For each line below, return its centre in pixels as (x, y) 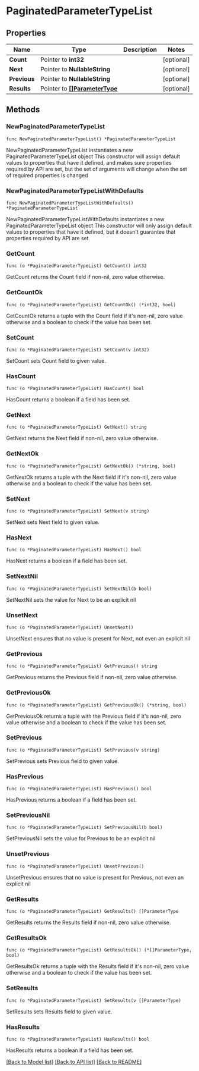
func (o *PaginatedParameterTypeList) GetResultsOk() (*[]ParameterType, (99, 950)
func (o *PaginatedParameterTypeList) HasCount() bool (75, 389)
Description (140, 50)
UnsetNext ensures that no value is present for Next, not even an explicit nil (98, 638)
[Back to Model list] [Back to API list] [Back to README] (74, 1061)
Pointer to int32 (62, 59)
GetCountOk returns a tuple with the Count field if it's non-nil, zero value (95, 316)
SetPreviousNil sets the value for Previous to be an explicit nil (81, 838)
